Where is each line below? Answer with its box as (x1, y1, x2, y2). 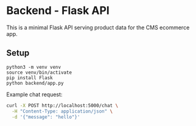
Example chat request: (6, 91, 63, 98)
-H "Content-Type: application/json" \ (12, 108, 113, 114)
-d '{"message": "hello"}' (12, 114, 80, 120)
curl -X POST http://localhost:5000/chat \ (6, 102, 119, 108)
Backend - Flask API (6, 4, 110, 18)
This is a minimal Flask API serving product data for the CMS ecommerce (6, 24, 190, 31)
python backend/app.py (6, 80, 64, 86)
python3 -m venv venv (6, 64, 61, 70)
